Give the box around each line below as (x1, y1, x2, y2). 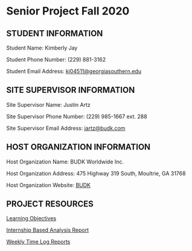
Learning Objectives (6, 215, 56, 222)
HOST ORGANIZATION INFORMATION (6, 142, 151, 152)
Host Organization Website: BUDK (6, 181, 91, 188)
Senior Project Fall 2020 (6, 4, 130, 18)
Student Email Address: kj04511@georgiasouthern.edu (6, 68, 142, 75)
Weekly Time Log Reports (6, 238, 71, 246)
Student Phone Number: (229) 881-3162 (6, 56, 106, 63)
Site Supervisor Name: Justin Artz (6, 101, 91, 108)
